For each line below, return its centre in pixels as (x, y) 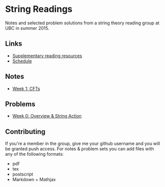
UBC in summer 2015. (27, 28)
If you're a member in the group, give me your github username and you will (82, 144)
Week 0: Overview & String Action (47, 116)
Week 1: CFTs (26, 88)
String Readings (39, 9)
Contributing (25, 132)
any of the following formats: (34, 154)
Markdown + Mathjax (34, 180)
